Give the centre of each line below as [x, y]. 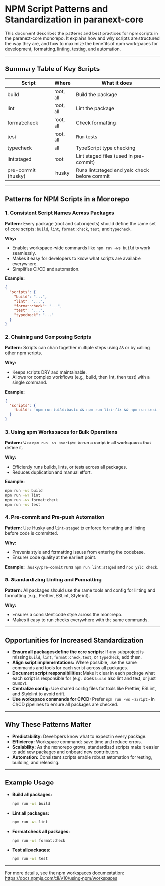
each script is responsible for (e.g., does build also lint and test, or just [84, 678]
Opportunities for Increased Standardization [74, 640]
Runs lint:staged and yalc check [112, 170]
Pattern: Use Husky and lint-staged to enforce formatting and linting [75, 528]
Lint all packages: [30, 813]
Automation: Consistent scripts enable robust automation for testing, [82, 757]
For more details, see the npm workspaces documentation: [65, 873]
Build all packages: [32, 794]
